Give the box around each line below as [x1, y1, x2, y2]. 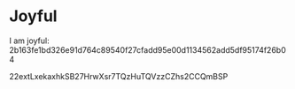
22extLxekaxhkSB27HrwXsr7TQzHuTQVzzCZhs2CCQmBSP [9, 70, 229, 81]
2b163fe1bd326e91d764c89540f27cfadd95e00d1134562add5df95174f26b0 [9, 44, 286, 55]
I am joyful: [9, 35, 50, 46]
